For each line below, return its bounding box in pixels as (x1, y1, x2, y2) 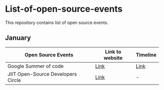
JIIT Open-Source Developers (7, 70, 77, 77)
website (103, 54, 123, 61)
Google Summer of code (7, 63, 64, 69)
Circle (7, 77, 21, 84)
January (5, 34, 31, 42)
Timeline (136, 51, 157, 58)
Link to (104, 48, 122, 55)
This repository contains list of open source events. (5, 20, 108, 25)
